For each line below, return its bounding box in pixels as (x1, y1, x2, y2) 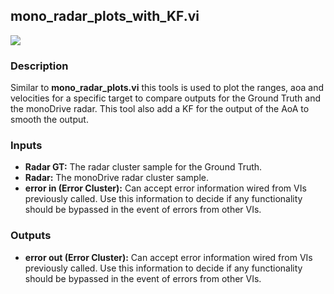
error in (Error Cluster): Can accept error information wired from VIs (24, 182, 307, 194)
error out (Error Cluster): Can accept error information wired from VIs (24, 251, 313, 263)
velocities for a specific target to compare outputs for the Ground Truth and (10, 92, 321, 104)
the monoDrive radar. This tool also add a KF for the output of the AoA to (10, 103, 310, 115)
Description (10, 59, 69, 73)
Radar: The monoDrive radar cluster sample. (24, 172, 209, 184)
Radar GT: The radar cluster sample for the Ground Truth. (24, 161, 263, 173)
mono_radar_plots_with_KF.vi (10, 8, 200, 25)
